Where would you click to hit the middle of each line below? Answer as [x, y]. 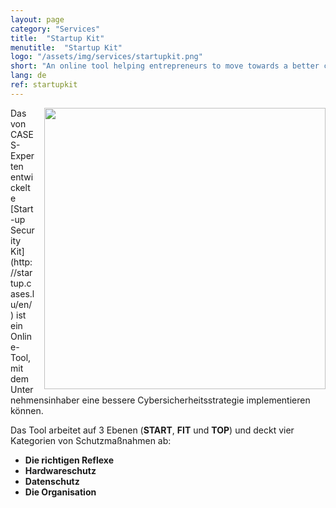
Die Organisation [60, 492]
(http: [21, 262]
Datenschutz [52, 481]
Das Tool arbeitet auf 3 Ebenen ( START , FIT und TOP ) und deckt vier [152, 430]
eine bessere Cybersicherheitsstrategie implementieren [196, 400]
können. [27, 410]
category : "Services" [55, 29]
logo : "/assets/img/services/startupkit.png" [106, 57]
